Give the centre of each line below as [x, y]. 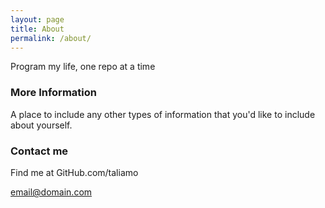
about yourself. [41, 125]
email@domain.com [51, 192]
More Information [53, 93]
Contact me [39, 151]
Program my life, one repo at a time [83, 67]
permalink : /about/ [51, 38]
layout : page [37, 19]
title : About [37, 29]
